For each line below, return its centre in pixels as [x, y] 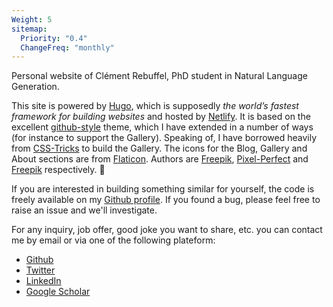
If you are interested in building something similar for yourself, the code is [163, 189]
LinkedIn [43, 281]
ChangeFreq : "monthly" [67, 47]
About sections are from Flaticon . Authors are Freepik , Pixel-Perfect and [160, 159]
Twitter [40, 270]
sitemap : [29, 29]
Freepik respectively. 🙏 [58, 170]
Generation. [35, 87]
